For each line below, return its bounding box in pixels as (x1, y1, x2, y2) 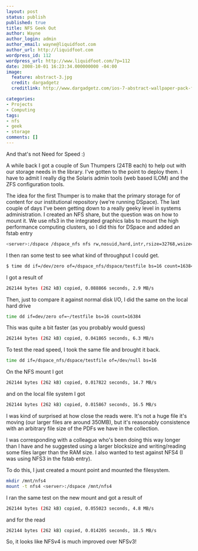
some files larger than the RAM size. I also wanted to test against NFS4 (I (6, 448, 183, 456)
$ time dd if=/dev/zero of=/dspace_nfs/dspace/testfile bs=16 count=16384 (6, 263, 194, 269)
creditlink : (11, 85, 41, 91)
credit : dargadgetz (11, 80, 60, 86)
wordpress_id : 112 (6, 52, 51, 58)
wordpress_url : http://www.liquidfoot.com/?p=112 (6, 58, 131, 64)
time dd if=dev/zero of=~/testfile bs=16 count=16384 (6, 314, 141, 319)
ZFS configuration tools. (6, 180, 65, 187)
